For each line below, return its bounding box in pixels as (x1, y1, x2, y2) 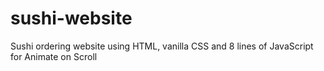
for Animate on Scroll (10, 50, 98, 62)
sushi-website (10, 7, 133, 30)
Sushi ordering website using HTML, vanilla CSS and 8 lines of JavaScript (10, 40, 314, 52)
